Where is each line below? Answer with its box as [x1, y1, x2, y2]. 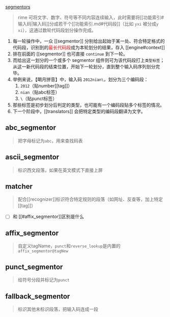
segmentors [5, 4, 31, 10]
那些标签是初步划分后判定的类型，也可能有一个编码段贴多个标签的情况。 [12, 102, 164, 108]
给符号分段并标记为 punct [17, 277, 70, 283]
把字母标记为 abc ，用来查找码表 [17, 138, 83, 144]
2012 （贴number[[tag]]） [20, 83, 73, 88]
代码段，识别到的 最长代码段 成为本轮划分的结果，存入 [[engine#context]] [12, 44, 165, 50]
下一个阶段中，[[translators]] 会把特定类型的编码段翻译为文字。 [12, 108, 146, 114]
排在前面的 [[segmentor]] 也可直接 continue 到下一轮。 [12, 51, 128, 57]
